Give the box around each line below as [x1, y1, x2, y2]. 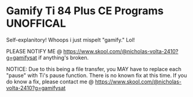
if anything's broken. [38, 54, 89, 61]
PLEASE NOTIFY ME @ [6, 47, 62, 54]
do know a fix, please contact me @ [6, 78, 94, 85]
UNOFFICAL [6, 17, 67, 30]
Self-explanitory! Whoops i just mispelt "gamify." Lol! [6, 36, 135, 43]
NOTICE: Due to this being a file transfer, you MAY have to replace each [6, 65, 182, 72]
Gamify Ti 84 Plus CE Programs [6, 4, 164, 18]
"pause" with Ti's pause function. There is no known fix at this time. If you [6, 72, 187, 79]
